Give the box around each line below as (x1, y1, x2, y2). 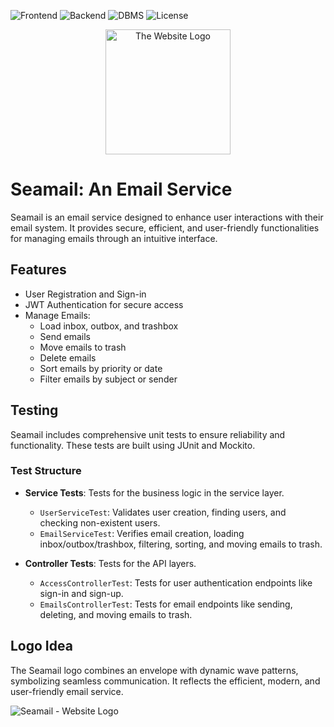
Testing (10, 402, 59, 419)
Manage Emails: (24, 309, 91, 321)
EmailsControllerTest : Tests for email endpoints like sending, (39, 598, 293, 610)
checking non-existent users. (39, 516, 161, 529)
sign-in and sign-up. (39, 587, 124, 599)
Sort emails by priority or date (39, 362, 163, 374)
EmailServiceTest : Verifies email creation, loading (39, 527, 245, 539)
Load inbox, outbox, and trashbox (39, 320, 179, 332)
